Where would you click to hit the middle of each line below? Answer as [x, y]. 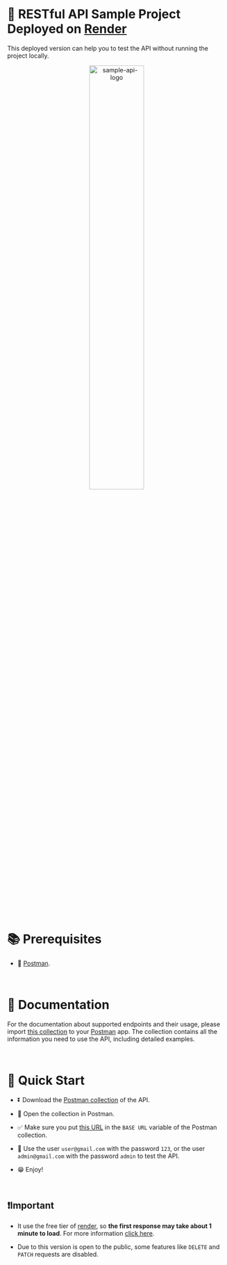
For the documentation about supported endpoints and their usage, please [114, 1024]
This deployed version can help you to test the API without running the [108, 48]
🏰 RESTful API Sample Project [94, 14]
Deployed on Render [67, 29]
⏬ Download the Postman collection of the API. [84, 1099]
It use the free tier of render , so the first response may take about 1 [114, 1226]
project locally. [28, 56]
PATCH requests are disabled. [58, 1254]
